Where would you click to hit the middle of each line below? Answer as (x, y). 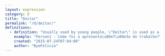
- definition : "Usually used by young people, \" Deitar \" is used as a (84, 32)
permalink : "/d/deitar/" (30, 23)
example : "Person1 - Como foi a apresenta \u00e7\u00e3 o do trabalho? (87, 37)
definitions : (18, 28)
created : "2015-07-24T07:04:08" (47, 41)
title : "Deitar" (22, 19)
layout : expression (25, 9)
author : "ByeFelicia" (36, 46)
